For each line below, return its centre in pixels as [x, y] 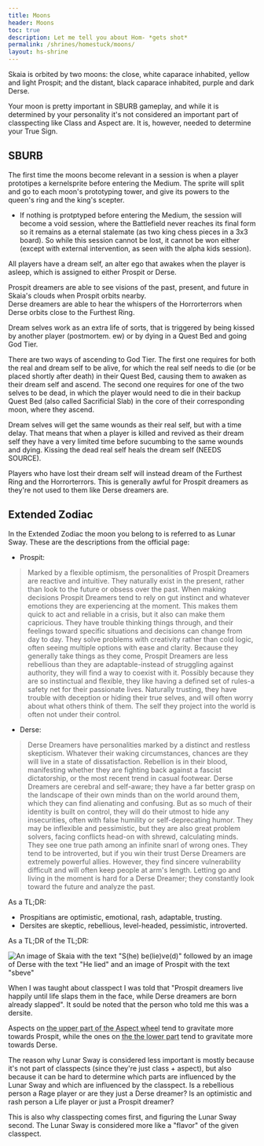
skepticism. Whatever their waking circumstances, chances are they [138, 753]
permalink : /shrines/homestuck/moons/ [71, 45]
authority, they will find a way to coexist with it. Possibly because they [141, 672]
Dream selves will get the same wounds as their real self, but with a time [125, 424]
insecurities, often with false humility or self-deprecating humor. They [140, 820]
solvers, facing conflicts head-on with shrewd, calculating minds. [133, 837]
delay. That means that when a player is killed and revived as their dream [126, 433]
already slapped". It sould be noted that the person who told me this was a [128, 1004]
